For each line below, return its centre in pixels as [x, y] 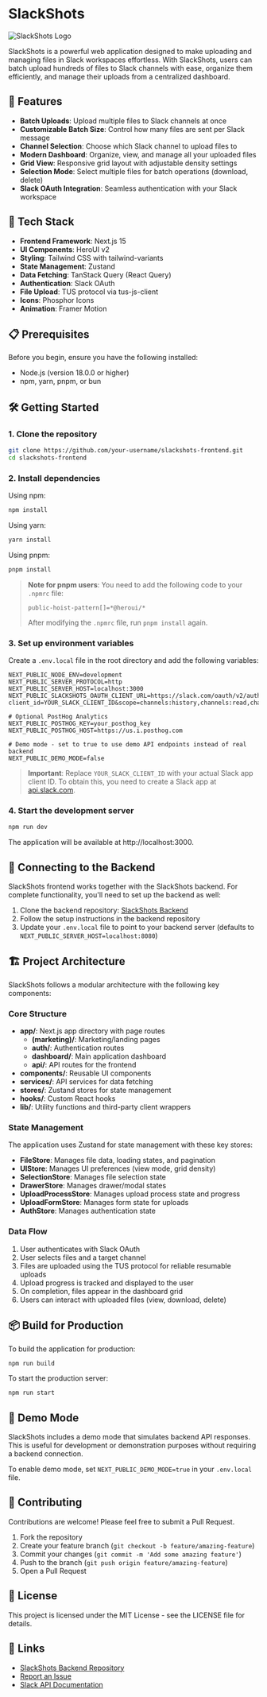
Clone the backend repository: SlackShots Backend [104, 910]
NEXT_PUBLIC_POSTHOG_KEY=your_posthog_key [79, 724]
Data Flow [28, 1231]
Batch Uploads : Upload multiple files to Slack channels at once [123, 121]
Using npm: [27, 496]
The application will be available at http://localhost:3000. [101, 843]
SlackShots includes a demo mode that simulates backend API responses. [129, 1437]
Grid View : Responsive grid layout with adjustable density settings [128, 163]
